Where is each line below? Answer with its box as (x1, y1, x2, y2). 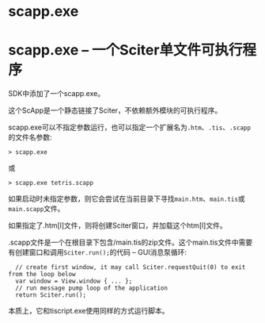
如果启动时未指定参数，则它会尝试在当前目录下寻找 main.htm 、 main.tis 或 (8, 194, 245, 204)
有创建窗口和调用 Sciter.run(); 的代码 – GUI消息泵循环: (8, 248, 187, 257)
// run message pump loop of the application (15, 284, 168, 292)
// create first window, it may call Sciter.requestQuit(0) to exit (15, 263, 246, 271)
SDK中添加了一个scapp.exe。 (8, 89, 105, 98)
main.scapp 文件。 (8, 204, 65, 213)
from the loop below (8, 271, 77, 279)
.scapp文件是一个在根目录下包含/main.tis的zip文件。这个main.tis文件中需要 (8, 237, 253, 248)
